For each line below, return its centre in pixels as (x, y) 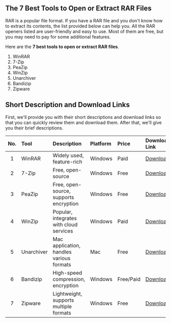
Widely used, (68, 155)
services (63, 231)
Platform (101, 143)
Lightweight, (67, 294)
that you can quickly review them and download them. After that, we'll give (83, 122)
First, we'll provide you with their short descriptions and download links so (83, 117)
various (62, 258)
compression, (69, 279)
